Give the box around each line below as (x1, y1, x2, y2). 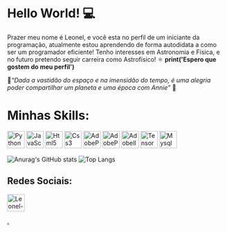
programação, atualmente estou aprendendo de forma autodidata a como (7, 40, 217, 48)
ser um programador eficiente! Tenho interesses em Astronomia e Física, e (7, 48, 220, 56)
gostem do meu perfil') (7, 62, 75, 71)
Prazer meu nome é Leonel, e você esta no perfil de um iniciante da (7, 33, 200, 42)
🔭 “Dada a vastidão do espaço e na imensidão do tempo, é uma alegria (7, 75, 211, 84)
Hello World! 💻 (7, 6, 96, 21)
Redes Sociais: (7, 175, 73, 187)
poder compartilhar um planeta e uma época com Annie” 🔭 (7, 83, 176, 91)
